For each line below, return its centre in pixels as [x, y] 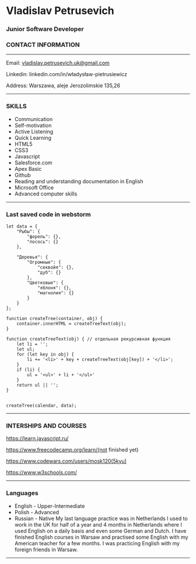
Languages [22, 493]
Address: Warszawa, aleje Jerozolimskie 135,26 [63, 85]
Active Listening [34, 131]
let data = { [22, 226]
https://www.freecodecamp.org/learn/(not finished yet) [72, 450]
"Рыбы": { [29, 232]
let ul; [26, 349]
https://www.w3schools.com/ [41, 473]
